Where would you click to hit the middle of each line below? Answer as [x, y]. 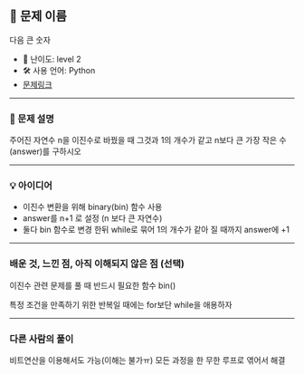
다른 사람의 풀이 [42, 339]
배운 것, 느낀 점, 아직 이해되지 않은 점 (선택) [97, 264]
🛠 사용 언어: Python [59, 70]
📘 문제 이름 [38, 16]
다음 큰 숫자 [30, 40]
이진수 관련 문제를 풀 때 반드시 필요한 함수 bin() [93, 285]
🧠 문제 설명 [32, 119]
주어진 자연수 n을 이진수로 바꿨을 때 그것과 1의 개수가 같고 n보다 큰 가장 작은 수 [148, 140]
